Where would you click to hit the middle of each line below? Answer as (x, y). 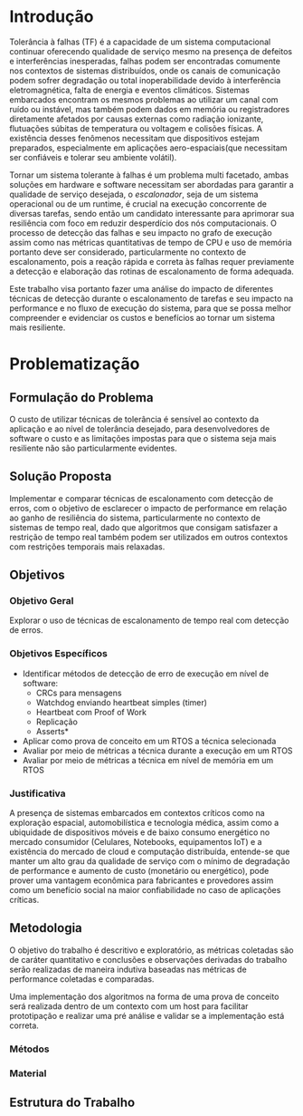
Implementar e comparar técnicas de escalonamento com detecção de (142, 498)
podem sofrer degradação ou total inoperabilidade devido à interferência (145, 80)
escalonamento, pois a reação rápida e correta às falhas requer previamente (152, 261)
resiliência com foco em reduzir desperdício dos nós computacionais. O (143, 223)
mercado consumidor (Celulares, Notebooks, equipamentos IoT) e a (136, 842)
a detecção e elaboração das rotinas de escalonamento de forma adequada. (151, 271)
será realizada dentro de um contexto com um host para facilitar (129, 1006)
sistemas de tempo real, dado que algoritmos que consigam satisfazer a (144, 527)
